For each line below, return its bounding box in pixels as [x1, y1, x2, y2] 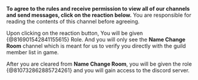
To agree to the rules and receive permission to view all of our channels [6, 5, 190, 12]
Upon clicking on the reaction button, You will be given [6, 29, 143, 37]
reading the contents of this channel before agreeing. [6, 18, 140, 25]
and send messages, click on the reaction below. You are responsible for [6, 11, 191, 19]
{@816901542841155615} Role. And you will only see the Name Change [6, 36, 186, 43]
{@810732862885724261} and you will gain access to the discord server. [6, 67, 190, 74]
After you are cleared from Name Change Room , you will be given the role [6, 60, 193, 67]
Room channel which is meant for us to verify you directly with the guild [6, 42, 186, 49]
